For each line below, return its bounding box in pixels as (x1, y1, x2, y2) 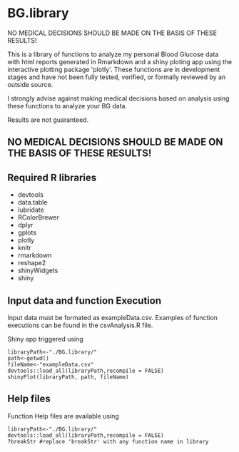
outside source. (7, 80, 54, 88)
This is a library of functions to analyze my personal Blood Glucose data (7, 50, 219, 58)
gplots (17, 228, 37, 237)
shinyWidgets (17, 266, 59, 275)
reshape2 (17, 259, 46, 267)
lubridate (17, 205, 44, 215)
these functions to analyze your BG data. (7, 101, 127, 110)
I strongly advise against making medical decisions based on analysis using (7, 94, 230, 103)
